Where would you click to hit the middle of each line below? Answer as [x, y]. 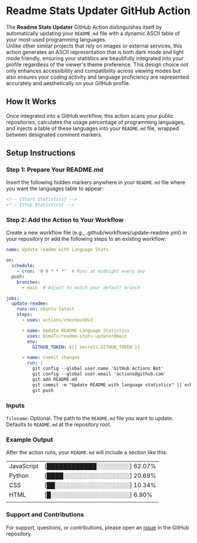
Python [19, 475]
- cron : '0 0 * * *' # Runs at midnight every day [81, 271]
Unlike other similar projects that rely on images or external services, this [94, 46]
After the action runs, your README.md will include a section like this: [87, 453]
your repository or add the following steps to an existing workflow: [86, 239]
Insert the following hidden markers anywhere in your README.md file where [96, 183]
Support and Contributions [45, 515]
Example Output [30, 440]
